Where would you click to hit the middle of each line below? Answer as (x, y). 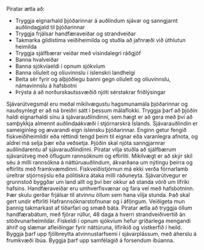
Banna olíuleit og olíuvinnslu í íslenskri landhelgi (75, 72)
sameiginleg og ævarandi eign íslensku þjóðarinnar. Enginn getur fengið (97, 130)
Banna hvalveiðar (37, 60)
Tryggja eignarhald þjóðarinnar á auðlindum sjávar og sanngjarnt (97, 20)
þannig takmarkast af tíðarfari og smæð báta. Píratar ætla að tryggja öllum (99, 208)
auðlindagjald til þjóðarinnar (50, 27)
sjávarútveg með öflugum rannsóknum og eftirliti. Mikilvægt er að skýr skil (100, 156)
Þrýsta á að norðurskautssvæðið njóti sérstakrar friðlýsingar (90, 92)
